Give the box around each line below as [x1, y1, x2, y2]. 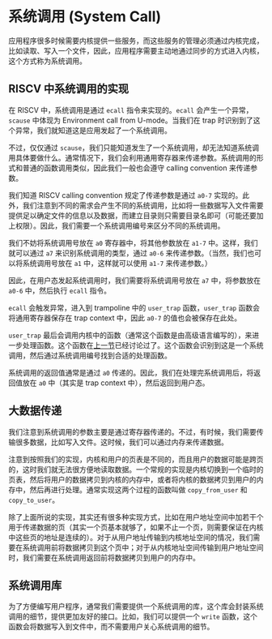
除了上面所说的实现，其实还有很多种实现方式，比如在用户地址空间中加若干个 [8, 512, 264, 521]
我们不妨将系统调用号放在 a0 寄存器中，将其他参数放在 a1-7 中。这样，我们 [8, 238, 258, 247]
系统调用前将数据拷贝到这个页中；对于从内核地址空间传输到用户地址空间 [22, 543, 264, 552]
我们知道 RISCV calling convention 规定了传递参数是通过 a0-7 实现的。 [8, 190, 243, 199]
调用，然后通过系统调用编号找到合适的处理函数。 [8, 350, 172, 360]
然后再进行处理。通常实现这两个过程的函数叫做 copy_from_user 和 [29, 484, 249, 495]
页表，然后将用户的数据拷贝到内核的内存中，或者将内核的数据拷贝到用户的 [8, 474, 257, 484]
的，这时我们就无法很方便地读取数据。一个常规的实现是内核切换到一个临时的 [8, 464, 264, 474]
